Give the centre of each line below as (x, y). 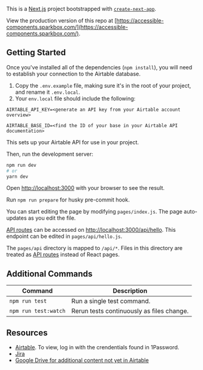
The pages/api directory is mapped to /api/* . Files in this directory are (95, 248)
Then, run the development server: (50, 154)
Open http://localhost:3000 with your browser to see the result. (86, 188)
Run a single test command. (111, 301)
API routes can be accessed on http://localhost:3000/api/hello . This (91, 230)
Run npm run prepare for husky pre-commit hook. (68, 200)
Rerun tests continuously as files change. (130, 311)
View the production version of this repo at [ (61, 20)
